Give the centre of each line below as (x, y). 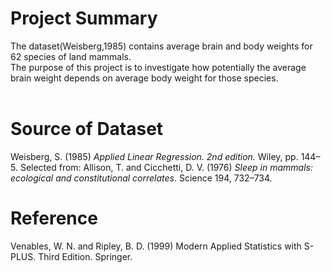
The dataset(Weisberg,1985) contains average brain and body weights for (161, 46)
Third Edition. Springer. (85, 256)
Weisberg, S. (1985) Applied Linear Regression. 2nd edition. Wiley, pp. (154, 156)
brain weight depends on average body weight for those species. (144, 78)
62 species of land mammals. (71, 56)
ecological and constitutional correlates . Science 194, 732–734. (141, 178)
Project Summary (84, 18)
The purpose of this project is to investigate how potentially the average (158, 67)
